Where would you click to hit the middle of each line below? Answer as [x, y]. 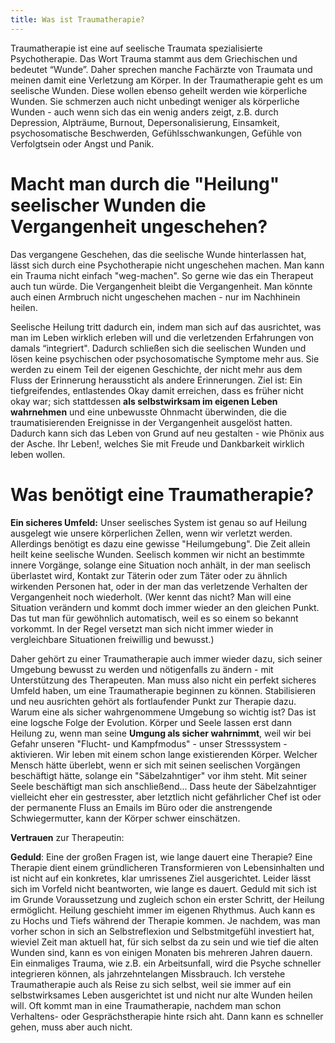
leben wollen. [38, 454]
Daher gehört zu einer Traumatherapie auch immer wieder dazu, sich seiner [166, 658]
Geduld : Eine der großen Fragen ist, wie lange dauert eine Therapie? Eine [161, 857]
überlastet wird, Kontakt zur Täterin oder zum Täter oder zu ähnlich [149, 575]
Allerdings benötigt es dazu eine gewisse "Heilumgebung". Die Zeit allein [160, 543]
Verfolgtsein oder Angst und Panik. [82, 143]
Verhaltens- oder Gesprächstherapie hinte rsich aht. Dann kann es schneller [167, 1016]
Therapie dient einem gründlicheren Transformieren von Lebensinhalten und [167, 867]
